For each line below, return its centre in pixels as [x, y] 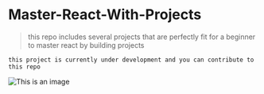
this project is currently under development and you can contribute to [131, 60]
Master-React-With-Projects [105, 15]
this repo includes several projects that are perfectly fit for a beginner [142, 37]
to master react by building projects [86, 45]
